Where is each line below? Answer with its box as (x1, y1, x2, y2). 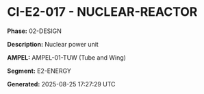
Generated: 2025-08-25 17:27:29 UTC (7, 80, 116, 88)
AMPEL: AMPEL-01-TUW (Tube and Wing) (7, 53, 127, 62)
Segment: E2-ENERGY (7, 67, 72, 75)
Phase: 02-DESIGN (7, 27, 62, 35)
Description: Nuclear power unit (7, 40, 99, 48)
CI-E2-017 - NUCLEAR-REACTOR (7, 4, 198, 20)
